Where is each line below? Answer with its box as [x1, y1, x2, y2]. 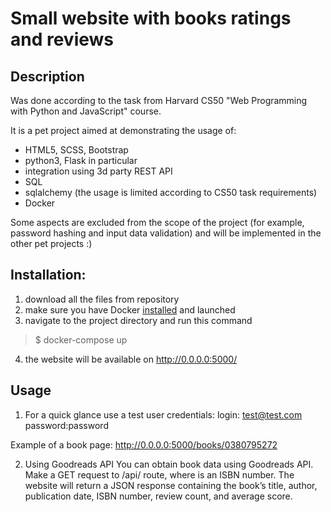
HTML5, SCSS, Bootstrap [24, 144, 129, 156]
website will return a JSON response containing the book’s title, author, [24, 479, 318, 491]
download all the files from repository [24, 293, 180, 305]
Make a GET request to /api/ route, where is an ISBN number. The [24, 468, 295, 481]
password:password [24, 419, 109, 431]
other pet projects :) [10, 238, 93, 249]
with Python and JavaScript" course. [10, 105, 162, 117]
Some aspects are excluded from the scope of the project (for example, [10, 217, 305, 228]
